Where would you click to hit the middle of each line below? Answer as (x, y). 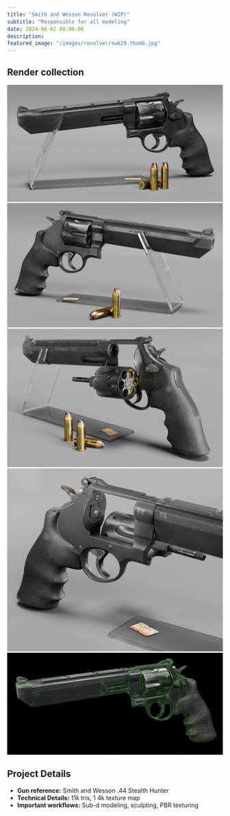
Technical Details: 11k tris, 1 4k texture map (78, 797)
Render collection (46, 72)
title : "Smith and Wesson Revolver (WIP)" (68, 14)
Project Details (39, 774)
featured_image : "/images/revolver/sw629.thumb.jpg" (84, 44)
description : (26, 36)
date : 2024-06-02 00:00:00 (46, 29)
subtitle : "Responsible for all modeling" (68, 22)
